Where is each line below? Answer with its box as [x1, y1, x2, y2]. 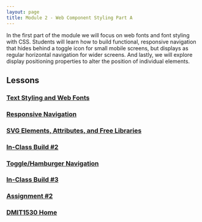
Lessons [6, 75, 40, 86]
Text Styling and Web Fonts [6, 93, 90, 102]
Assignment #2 [6, 192, 53, 201]
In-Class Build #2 [6, 142, 59, 151]
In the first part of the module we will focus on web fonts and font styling [6, 31, 190, 39]
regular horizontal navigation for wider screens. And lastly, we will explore [6, 51, 193, 58]
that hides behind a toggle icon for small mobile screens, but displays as [6, 44, 189, 52]
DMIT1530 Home [6, 209, 58, 217]
